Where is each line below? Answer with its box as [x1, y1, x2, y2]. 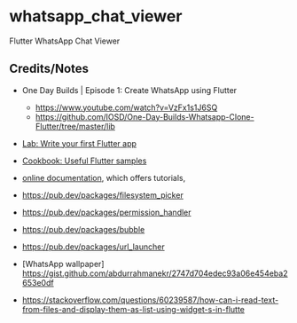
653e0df [21, 277, 55, 288]
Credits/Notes [9, 61, 90, 76]
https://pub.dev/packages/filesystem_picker [21, 189, 184, 201]
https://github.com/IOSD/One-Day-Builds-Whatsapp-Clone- [35, 111, 254, 122]
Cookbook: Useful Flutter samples [21, 155, 147, 166]
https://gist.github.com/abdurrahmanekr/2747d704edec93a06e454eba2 [21, 268, 288, 279]
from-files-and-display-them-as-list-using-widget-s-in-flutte [21, 303, 246, 314]
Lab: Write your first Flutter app [21, 138, 137, 148]
